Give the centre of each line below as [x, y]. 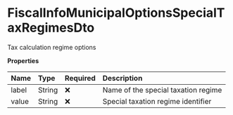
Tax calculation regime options [52, 47]
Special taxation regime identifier [157, 101]
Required [80, 78]
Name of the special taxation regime [162, 90]
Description [122, 78]
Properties [23, 60]
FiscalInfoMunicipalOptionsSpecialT [116, 13]
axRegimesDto [51, 28]
